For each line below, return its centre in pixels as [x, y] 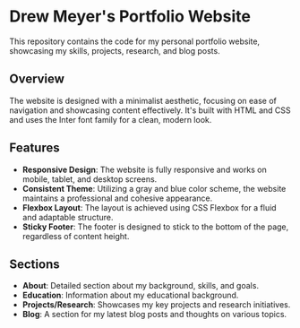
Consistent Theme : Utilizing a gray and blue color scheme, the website [154, 188]
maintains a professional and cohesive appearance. [117, 198]
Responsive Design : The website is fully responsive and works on [144, 169]
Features [34, 148]
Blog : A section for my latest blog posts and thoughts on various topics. [154, 315]
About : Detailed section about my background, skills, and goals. [141, 286]
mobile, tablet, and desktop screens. [90, 179]
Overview [37, 79]
